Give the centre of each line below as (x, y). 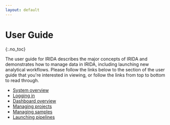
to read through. (22, 80)
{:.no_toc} (15, 49)
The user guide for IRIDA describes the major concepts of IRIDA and (76, 59)
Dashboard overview (34, 101)
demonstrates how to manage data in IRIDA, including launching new (77, 64)
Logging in (24, 95)
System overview (31, 90)
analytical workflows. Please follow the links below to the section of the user (85, 69)
